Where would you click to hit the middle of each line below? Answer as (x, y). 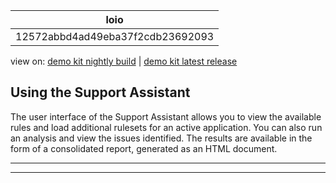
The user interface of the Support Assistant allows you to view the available (166, 116)
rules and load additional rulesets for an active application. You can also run (166, 127)
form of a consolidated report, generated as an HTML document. (144, 148)
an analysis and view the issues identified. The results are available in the (161, 138)
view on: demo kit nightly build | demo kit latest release (124, 61)
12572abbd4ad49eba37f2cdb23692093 (115, 36)
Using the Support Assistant (100, 92)
